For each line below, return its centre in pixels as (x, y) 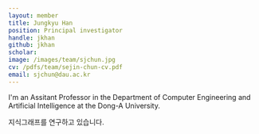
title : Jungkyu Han (41, 23)
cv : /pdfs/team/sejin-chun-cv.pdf (66, 67)
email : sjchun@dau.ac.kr (49, 75)
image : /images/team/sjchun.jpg (62, 60)
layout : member (33, 15)
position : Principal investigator (66, 30)
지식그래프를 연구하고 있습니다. (57, 122)
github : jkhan (32, 45)
